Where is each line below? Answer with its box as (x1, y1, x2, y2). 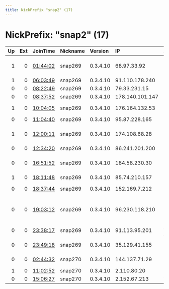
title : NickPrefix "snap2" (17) (5, 7, 73, 13)
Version (90, 47, 109, 54)
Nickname (60, 47, 85, 54)
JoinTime (32, 47, 55, 54)
